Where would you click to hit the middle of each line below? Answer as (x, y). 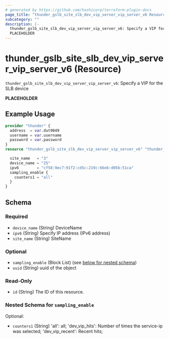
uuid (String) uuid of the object (44, 268)
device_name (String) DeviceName (47, 227)
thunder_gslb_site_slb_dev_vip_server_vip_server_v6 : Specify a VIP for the (84, 83)
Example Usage (30, 114)
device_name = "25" (30, 163)
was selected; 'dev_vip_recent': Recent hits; (58, 331)
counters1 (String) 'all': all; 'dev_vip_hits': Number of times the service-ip (88, 326)
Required (17, 217)
